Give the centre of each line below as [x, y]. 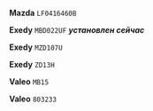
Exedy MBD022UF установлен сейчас [77, 30]
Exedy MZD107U [36, 47]
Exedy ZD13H [32, 64]
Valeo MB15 [29, 82]
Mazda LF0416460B [43, 13]
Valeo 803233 [33, 99]
